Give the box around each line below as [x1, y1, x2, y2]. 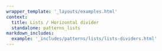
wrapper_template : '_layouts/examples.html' [6, 8, 118, 15]
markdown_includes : [6, 30, 54, 36]
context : [6, 14, 28, 20]
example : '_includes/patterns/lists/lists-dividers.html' [11, 36, 158, 42]
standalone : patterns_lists [11, 25, 81, 31]
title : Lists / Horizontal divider [11, 19, 99, 25]
